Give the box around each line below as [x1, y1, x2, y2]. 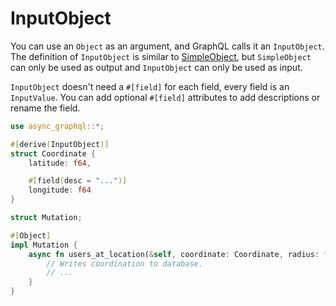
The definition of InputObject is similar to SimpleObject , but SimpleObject [10, 50, 312, 62]
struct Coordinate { [10, 148, 97, 159]
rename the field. [10, 102, 81, 114]
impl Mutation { [10, 240, 78, 250]
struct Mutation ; [10, 213, 83, 223]
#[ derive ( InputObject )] [10, 139, 110, 149]
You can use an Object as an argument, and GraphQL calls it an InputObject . [10, 40, 325, 52]
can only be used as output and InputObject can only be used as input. [10, 61, 303, 73]
